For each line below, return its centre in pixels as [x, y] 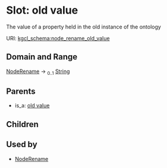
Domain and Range [42, 57]
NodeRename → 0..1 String [38, 72]
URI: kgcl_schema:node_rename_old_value [58, 38]
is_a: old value [32, 106]
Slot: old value [42, 10]
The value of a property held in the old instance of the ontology [84, 27]
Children [22, 124]
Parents [21, 91]
